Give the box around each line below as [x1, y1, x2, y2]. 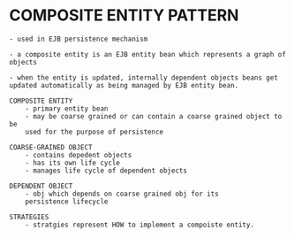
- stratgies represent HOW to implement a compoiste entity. [25, 220, 254, 229]
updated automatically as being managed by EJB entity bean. [9, 81, 239, 89]
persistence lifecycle [25, 196, 109, 206]
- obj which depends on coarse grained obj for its [25, 189, 219, 198]
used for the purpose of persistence [25, 127, 164, 136]
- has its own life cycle [25, 158, 121, 167]
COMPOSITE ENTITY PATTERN [9, 5, 239, 26]
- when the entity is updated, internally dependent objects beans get [9, 73, 278, 82]
